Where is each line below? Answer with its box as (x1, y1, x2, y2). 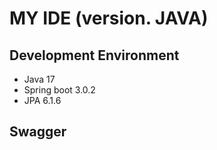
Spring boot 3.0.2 (23, 84, 96, 96)
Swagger (9, 123, 67, 141)
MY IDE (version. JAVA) (9, 7, 209, 30)
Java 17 (23, 73, 56, 85)
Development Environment (9, 47, 180, 64)
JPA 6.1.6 (23, 95, 62, 106)
